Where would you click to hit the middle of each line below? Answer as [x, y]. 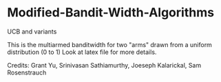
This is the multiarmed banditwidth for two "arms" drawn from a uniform [109, 44]
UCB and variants [32, 31]
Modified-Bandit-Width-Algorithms [111, 13]
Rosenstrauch [27, 72]
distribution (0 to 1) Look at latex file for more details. [82, 52]
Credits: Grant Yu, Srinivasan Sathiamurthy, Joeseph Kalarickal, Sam [104, 65]
